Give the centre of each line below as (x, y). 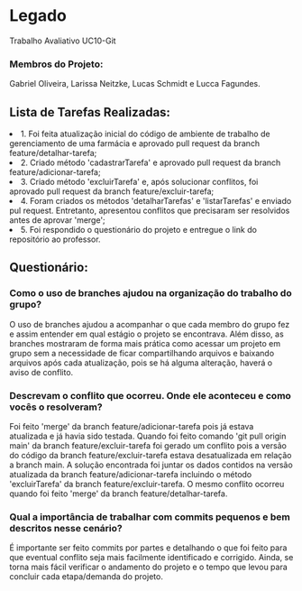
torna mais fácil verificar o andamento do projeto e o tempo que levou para (149, 567)
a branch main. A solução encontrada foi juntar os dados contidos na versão (151, 465)
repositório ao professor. (55, 239)
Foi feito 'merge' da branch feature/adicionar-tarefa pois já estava (132, 427)
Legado (38, 16)
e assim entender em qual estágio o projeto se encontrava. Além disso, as (146, 334)
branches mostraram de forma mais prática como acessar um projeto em (145, 343)
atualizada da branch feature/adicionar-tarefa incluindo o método (131, 475)
